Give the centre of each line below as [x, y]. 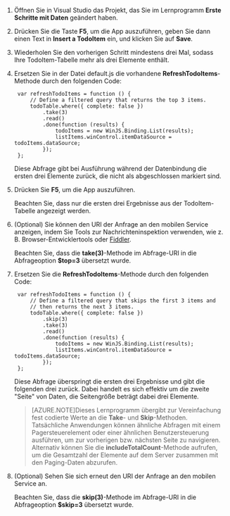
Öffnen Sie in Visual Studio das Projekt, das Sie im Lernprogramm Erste [117, 10]
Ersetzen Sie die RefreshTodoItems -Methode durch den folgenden [111, 274]
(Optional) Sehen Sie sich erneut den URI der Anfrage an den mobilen [115, 476]
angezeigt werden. [64, 211]
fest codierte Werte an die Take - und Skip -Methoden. [109, 417]
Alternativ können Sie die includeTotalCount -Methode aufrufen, [124, 447]
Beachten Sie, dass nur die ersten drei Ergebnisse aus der [98, 203]
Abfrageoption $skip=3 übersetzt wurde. [74, 505]
